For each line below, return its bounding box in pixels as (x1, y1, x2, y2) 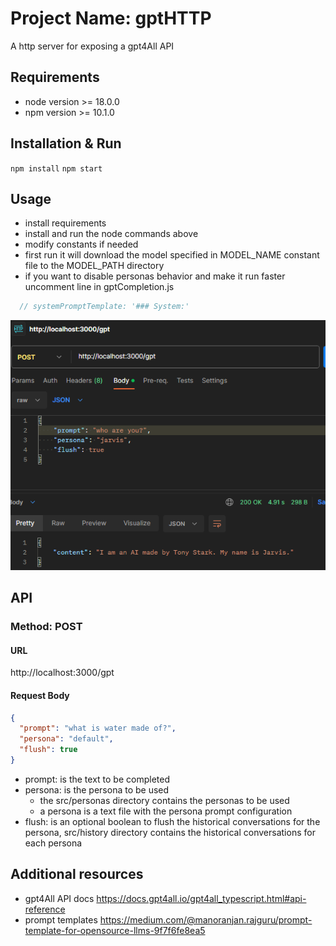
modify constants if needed (24, 238, 139, 251)
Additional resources (10, 866, 144, 883)
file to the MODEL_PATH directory (24, 260, 165, 272)
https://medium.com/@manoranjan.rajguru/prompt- (99, 913, 313, 926)
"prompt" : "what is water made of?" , (19, 723, 177, 734)
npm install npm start (10, 163, 103, 174)
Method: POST (10, 620, 83, 634)
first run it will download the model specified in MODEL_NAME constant (24, 249, 320, 261)
